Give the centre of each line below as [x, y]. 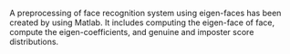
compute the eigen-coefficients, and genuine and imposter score [132, 32]
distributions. [34, 41]
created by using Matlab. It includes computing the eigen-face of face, [142, 22]
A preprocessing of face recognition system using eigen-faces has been [145, 13]
